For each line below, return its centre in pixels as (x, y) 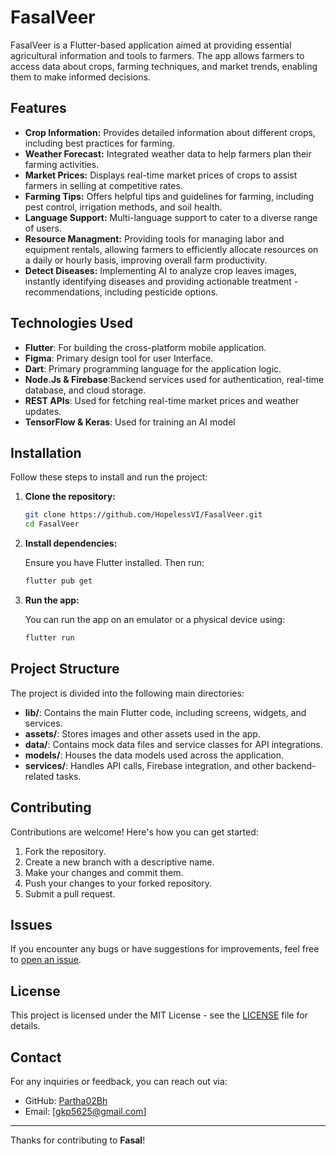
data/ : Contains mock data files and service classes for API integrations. (173, 744)
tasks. (69, 776)
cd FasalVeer (52, 524)
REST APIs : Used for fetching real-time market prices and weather (162, 400)
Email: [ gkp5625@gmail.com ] (85, 1111)
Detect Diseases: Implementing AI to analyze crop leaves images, (160, 270)
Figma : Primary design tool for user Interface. (119, 358)
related (39, 776)
